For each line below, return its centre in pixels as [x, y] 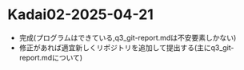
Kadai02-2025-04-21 [80, 15]
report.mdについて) [51, 57]
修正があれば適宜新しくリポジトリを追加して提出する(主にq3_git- [126, 47]
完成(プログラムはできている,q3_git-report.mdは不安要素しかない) [128, 37]
